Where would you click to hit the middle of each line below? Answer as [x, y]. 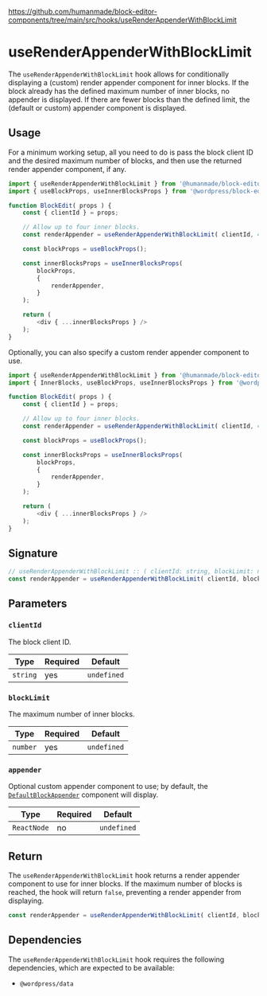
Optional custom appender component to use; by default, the [108, 787]
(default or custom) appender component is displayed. [97, 107]
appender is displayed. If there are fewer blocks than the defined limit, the [129, 100]
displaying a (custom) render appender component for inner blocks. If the [129, 82]
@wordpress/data [46, 984]
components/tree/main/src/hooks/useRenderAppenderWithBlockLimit [122, 20]
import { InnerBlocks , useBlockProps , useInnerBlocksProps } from [120, 383]
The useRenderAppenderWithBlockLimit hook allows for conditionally [118, 74]
